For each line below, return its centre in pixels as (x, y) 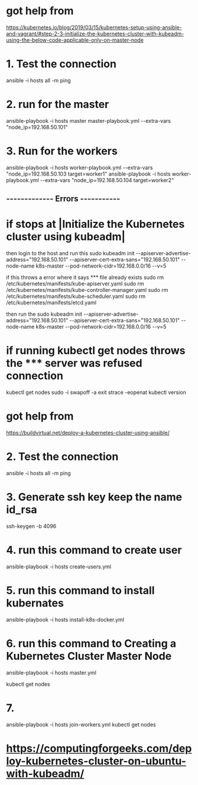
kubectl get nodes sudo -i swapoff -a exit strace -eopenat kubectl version (96, 392)
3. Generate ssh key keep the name (94, 497)
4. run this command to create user (94, 550)
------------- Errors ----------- (63, 199)
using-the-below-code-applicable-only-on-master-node (75, 40)
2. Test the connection (62, 457)
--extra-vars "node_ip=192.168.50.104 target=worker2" (107, 180)
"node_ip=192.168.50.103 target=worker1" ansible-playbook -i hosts (88, 174)
